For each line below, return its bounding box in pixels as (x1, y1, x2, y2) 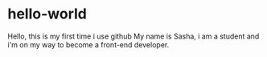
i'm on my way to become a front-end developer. (7, 39, 170, 49)
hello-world (7, 5, 88, 23)
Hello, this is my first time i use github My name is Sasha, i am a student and (7, 31, 260, 41)
